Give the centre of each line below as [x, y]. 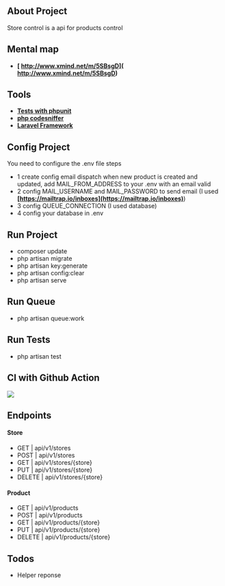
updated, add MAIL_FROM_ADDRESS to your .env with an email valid [114, 184]
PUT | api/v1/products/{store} [58, 530]
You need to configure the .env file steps [64, 164]
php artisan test [39, 356]
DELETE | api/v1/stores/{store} [60, 477]
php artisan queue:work [51, 318]
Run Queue [31, 302]
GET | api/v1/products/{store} [58, 522]
